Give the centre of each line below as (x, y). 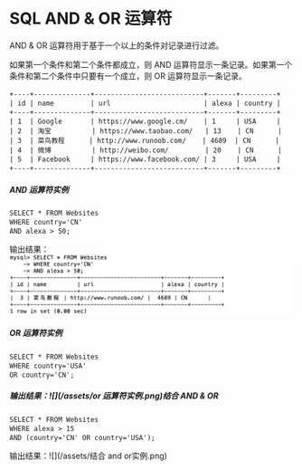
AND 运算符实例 (39, 189)
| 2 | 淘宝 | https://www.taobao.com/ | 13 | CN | (146, 131)
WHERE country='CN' (46, 222)
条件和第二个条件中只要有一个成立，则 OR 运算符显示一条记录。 (128, 76)
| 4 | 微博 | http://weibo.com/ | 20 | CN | (146, 150)
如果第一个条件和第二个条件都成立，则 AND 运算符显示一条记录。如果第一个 (151, 64)
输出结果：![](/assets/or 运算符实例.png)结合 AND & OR (114, 396)
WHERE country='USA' (48, 366)
